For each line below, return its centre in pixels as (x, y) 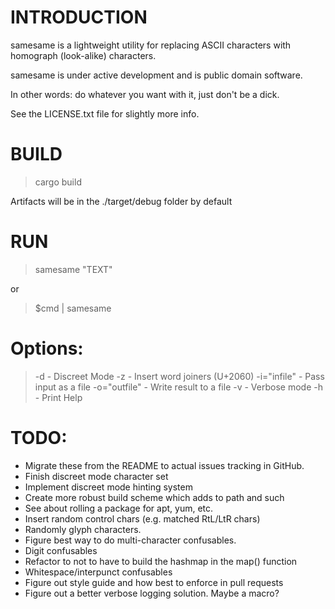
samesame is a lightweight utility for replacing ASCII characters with (151, 45)
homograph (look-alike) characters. (83, 55)
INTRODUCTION (79, 17)
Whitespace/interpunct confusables (98, 572)
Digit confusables (61, 550)
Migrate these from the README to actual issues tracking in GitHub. (164, 465)
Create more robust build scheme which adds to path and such (154, 497)
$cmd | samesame (73, 308)
